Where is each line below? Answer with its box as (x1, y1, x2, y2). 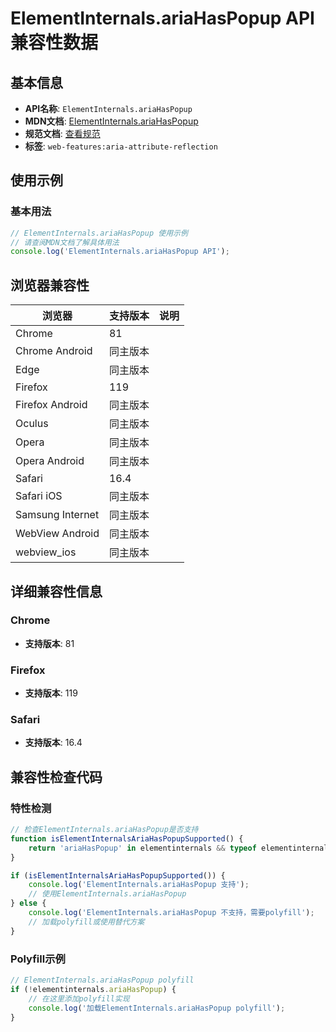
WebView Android (15, 527, 100, 541)
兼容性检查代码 (10, 768, 103, 786)
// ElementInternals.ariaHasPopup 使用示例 (10, 228, 188, 238)
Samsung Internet (15, 508, 100, 522)
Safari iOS (15, 489, 63, 503)
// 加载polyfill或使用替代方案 (28, 917, 145, 927)
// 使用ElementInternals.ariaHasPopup (28, 889, 187, 899)
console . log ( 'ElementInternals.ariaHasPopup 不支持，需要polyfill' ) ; (28, 908, 315, 918)
